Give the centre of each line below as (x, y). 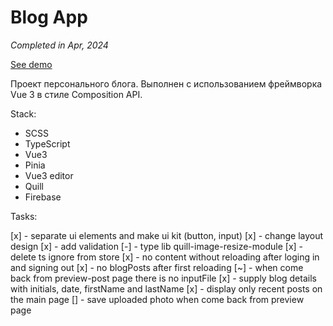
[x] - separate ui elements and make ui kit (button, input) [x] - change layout (167, 235)
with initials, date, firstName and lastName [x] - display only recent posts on (166, 288)
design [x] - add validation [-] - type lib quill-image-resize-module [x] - (157, 246)
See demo (31, 64)
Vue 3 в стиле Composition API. (76, 94)
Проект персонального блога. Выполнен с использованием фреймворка (166, 83)
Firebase (43, 197)
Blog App (49, 17)
